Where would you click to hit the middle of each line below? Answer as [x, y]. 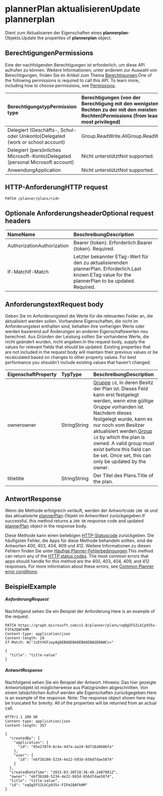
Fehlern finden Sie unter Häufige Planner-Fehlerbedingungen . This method [79, 551]
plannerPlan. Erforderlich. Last [107, 269]
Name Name [21, 235]
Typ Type [72, 374]
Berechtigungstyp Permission [42, 106]
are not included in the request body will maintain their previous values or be [81, 352]
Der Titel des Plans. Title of [123, 475]
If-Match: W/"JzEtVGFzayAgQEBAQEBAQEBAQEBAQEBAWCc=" [59, 643]
